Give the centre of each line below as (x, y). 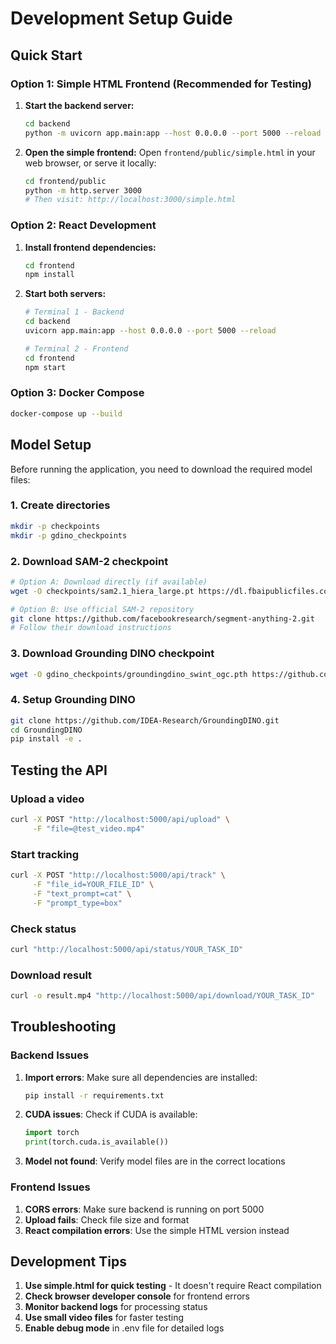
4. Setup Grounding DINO (73, 700)
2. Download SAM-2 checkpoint (89, 561)
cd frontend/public (65, 181)
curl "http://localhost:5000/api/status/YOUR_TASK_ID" (127, 949)
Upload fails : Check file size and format (107, 1219)
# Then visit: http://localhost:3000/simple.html (130, 200)
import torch (52, 1133)
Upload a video (47, 799)
